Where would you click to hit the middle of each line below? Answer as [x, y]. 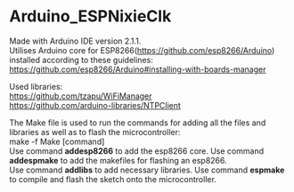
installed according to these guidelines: [81, 60]
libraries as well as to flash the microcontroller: [95, 132]
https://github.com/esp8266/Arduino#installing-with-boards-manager [138, 69]
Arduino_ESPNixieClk [90, 16]
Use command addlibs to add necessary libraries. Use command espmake [147, 170]
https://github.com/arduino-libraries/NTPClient [95, 105]
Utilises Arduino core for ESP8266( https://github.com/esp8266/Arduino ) [142, 50]
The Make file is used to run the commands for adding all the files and [138, 123]
